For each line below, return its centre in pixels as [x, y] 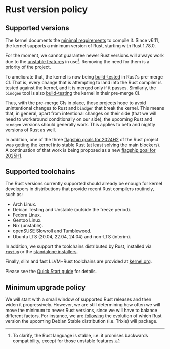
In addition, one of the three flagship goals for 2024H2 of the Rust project [82, 139]
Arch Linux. [25, 204]
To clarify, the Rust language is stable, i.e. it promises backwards [80, 336]
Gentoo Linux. [27, 220]
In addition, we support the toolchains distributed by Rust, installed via [78, 246]
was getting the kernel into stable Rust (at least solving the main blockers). [83, 145]
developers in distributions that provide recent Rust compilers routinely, [80, 189]
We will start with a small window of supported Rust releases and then [78, 299]
